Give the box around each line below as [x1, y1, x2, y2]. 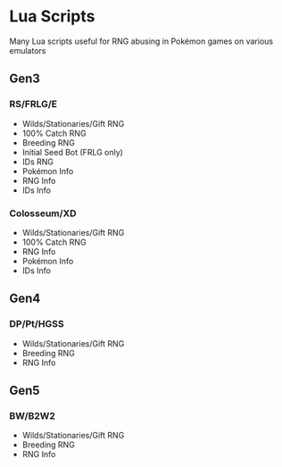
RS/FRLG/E [9, 98, 58, 111]
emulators [9, 45, 46, 55]
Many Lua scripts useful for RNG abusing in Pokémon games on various [9, 36, 274, 46]
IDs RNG [21, 156, 54, 167]
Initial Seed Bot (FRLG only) [21, 146, 123, 157]
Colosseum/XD [9, 207, 78, 220]
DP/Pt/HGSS [9, 318, 64, 330]
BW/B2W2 [9, 409, 56, 421]
